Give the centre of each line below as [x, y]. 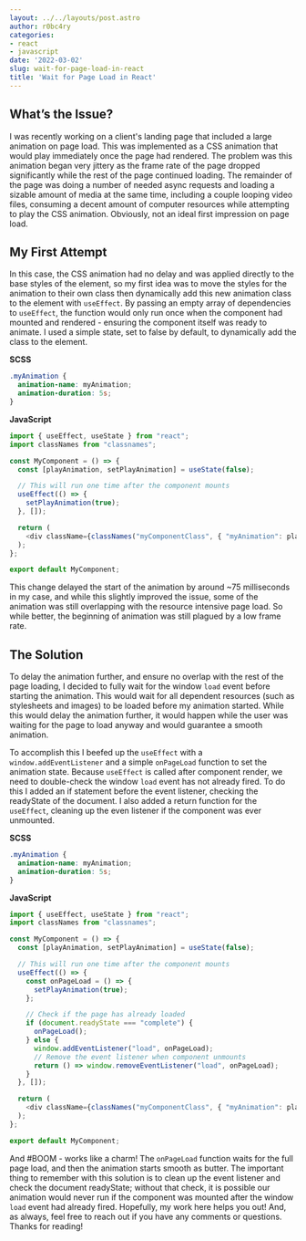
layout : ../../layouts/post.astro [75, 18]
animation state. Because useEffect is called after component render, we [146, 772]
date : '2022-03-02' [46, 60]
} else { [42, 1040]
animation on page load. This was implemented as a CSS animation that [144, 146]
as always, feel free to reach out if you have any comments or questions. [146, 1216]
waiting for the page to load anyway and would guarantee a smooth [136, 725]
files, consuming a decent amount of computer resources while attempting [149, 204]
